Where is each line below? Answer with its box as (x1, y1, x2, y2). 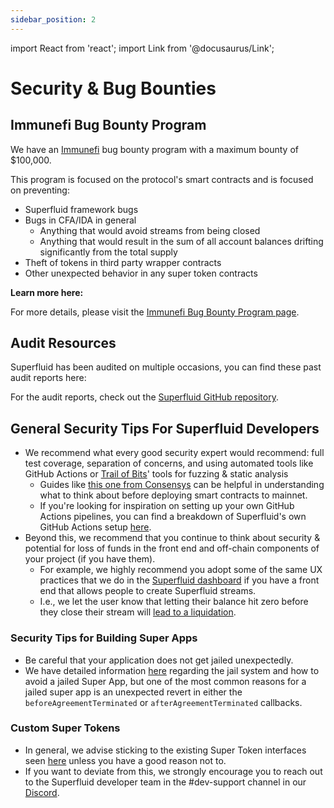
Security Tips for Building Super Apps (10, 631, 198, 645)
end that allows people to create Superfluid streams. (39, 585, 257, 597)
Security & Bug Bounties (10, 77, 217, 100)
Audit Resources (10, 335, 117, 352)
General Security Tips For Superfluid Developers (10, 420, 320, 437)
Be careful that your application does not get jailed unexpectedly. (24, 654, 294, 666)
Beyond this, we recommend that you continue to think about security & (24, 532, 321, 544)
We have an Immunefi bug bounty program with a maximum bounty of (10, 143, 299, 155)
